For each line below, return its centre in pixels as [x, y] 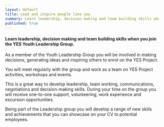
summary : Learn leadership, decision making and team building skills [78, 19]
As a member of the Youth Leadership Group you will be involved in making [81, 55]
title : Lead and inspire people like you [48, 14]
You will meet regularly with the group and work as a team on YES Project [79, 69]
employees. [17, 120]
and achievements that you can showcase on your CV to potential [71, 114]
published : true [21, 23]
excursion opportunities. [30, 100]
